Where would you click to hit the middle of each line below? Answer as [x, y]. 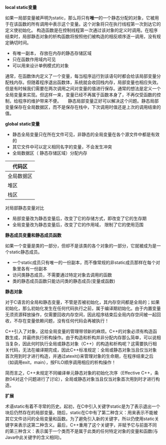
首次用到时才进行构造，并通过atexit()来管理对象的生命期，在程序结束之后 [79, 356]
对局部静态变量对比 [25, 208]
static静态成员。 [26, 252]
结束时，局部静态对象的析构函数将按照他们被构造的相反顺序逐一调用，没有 [81, 36]
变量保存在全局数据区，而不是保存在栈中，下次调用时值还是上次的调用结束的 [83, 107]
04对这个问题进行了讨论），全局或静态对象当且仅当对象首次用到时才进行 [82, 379]
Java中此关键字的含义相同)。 [35, 437]
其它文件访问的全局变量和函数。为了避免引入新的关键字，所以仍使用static [80, 419]
